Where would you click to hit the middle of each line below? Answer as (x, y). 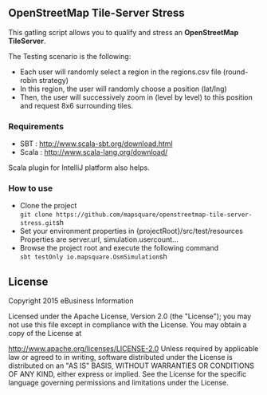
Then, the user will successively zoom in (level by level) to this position (136, 97)
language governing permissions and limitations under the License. (118, 383)
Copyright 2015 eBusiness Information (71, 301)
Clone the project (48, 206)
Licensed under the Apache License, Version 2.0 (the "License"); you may (130, 316)
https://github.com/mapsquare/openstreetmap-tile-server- (154, 215)
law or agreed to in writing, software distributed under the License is (120, 357)
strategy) (54, 80)
